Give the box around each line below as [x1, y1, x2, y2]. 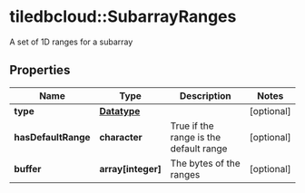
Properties [9, 63, 71, 78]
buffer [14, 162, 42, 175]
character [99, 130, 143, 143]
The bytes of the [170, 157, 241, 169]
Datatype [99, 104, 141, 117]
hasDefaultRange [14, 130, 91, 143]
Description [180, 89, 231, 101]
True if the [170, 120, 215, 132]
